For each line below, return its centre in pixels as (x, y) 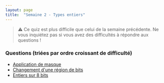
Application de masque (37, 64)
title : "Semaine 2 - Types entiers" (45, 15)
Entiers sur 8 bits (30, 75)
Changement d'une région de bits (48, 70)
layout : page (19, 10)
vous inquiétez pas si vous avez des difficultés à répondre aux (83, 35)
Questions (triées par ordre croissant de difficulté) (69, 53)
